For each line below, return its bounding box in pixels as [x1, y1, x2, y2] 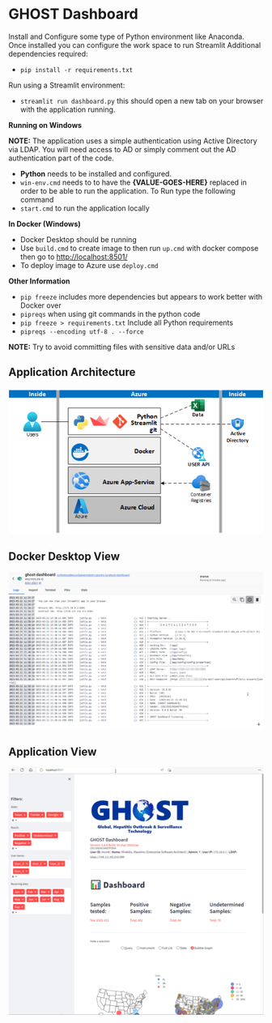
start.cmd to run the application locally [19, 203, 150, 213]
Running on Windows [8, 120, 83, 130]
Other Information [8, 276, 70, 286]
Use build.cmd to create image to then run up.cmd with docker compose [19, 243, 259, 253]
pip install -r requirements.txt [19, 66, 134, 74]
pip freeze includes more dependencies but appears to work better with [19, 292, 263, 301]
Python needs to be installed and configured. [19, 168, 172, 178]
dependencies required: [8, 49, 88, 58]
